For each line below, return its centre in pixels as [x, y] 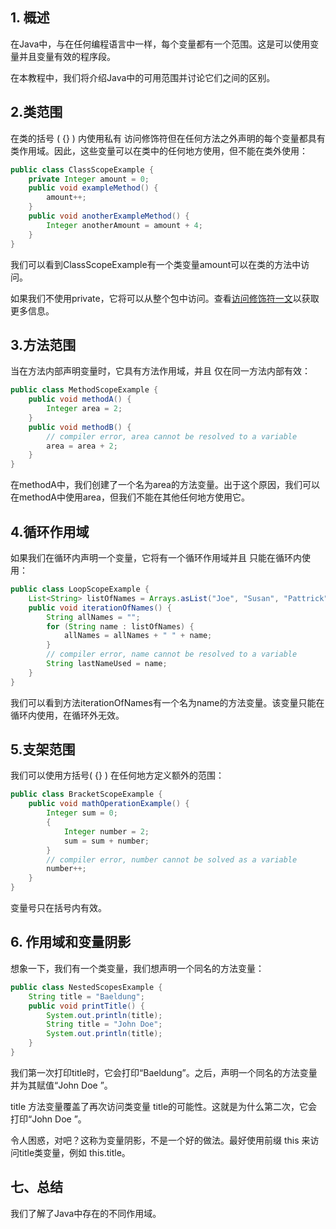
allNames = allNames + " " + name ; [138, 636]
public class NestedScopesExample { [86, 987]
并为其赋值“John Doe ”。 [61, 1085]
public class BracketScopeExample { [86, 794]
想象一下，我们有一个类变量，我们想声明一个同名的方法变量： [137, 968]
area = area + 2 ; [82, 446]
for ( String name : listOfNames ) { [120, 626]
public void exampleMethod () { [93, 188]
